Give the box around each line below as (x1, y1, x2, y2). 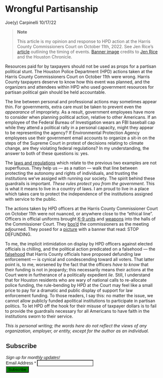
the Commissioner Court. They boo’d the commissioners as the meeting (5, 221, 149, 227)
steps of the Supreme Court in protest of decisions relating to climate (5, 140, 144, 146)
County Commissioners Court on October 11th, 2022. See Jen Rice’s (17, 43, 154, 49)
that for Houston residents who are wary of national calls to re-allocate (5, 277, 147, 283)
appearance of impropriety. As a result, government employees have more (5, 109, 155, 115)
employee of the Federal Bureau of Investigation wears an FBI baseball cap (5, 119, 156, 125)
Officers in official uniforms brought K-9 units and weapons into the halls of (5, 216, 156, 222)
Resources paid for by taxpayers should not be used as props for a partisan (5, 63, 157, 69)
